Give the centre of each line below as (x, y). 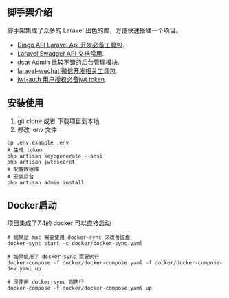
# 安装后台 (21, 177)
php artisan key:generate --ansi (55, 156)
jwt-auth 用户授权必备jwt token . (62, 79)
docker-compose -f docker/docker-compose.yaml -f (80, 263)
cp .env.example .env (38, 142)
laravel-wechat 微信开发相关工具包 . (67, 70)
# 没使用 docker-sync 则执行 (46, 282)
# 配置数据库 (23, 169)
